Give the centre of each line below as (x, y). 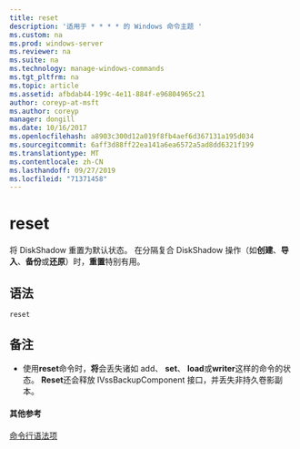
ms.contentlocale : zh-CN (56, 162)
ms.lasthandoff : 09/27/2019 (63, 170)
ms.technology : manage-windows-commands (87, 69)
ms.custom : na (36, 35)
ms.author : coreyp (44, 111)
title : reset (34, 18)
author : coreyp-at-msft (55, 102)
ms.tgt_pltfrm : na (44, 77)
